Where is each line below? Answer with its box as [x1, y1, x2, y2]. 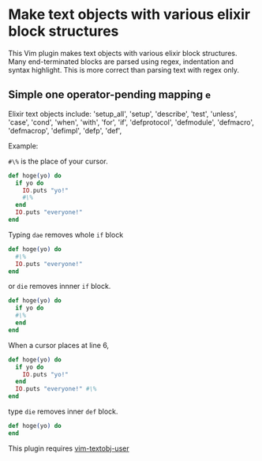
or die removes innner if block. [8, 282, 111, 291]
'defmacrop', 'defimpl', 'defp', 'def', [8, 126, 122, 135]
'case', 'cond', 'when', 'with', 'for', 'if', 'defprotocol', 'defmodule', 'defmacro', [8, 117, 255, 127]
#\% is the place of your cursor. [8, 156, 108, 166]
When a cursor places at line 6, [8, 340, 109, 350]
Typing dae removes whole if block [8, 230, 124, 239]
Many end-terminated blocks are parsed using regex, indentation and [8, 57, 234, 66]
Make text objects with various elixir [8, 6, 251, 24]
